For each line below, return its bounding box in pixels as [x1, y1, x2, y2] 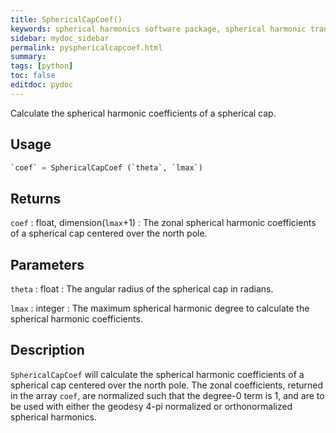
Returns [10, 190, 62, 207]
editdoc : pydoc [10, 80, 74, 90]
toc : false [10, 71, 56, 81]
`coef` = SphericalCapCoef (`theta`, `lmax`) [10, 162, 203, 173]
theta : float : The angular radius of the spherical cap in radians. [10, 283, 274, 295]
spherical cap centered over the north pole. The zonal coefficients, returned [10, 379, 324, 391]
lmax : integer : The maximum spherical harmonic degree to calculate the [10, 302, 310, 315]
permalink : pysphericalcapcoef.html [10, 42, 163, 53]
